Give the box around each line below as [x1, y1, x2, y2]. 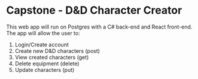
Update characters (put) [14, 66, 75, 73]
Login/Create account [14, 41, 69, 48]
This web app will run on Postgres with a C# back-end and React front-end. [6, 23, 193, 30]
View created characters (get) [14, 53, 89, 61]
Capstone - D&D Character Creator [6, 4, 182, 17]
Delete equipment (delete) [14, 60, 80, 67]
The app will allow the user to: [6, 29, 80, 36]
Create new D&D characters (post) [14, 47, 100, 54]
